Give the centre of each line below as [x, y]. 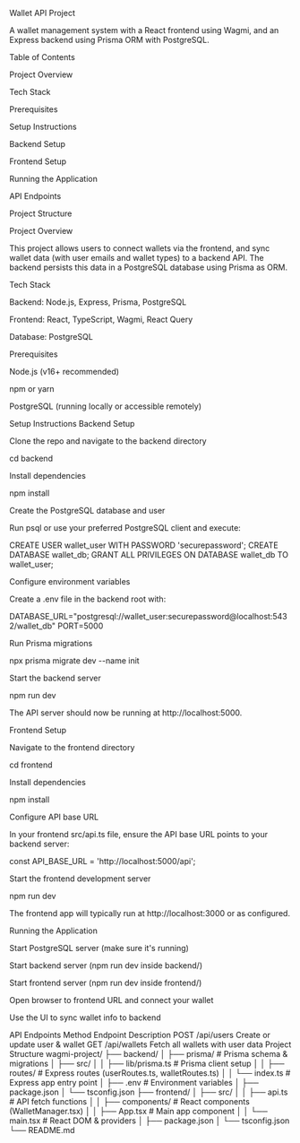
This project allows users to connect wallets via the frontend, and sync [140, 248]
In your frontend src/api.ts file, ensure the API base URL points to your [139, 834]
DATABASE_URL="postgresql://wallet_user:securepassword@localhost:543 [149, 616]
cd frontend [31, 765]
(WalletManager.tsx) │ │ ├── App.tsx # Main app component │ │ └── [139, 1111]
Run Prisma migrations [51, 643]
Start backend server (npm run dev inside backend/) [106, 965]
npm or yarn [32, 389]
